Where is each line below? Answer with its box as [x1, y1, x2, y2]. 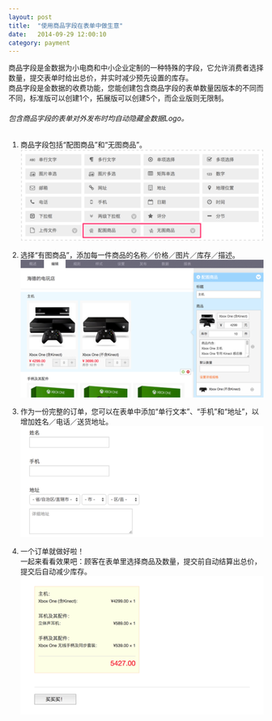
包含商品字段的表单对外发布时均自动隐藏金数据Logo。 [8, 113, 189, 123]
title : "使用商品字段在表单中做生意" [8, 21, 124, 30]
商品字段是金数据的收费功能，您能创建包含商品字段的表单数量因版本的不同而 [8, 83, 264, 93]
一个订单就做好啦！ [19, 546, 85, 556]
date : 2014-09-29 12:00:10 [8, 30, 107, 38]
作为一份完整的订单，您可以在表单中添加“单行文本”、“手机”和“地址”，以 [19, 406, 259, 416]
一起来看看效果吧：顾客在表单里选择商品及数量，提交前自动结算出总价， [19, 556, 261, 566]
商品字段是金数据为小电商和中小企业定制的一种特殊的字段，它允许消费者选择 [8, 63, 264, 73]
